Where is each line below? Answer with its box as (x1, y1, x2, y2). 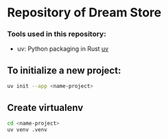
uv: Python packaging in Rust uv (16, 45, 109, 53)
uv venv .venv (7, 126, 48, 133)
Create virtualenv (7, 101, 84, 114)
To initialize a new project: (7, 64, 121, 76)
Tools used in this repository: (7, 29, 106, 39)
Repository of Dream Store (7, 5, 162, 21)
